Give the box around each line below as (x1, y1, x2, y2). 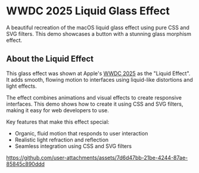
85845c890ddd (6, 160, 45, 168)
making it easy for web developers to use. (6, 106, 109, 114)
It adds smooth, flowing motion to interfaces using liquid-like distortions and (6, 76, 194, 83)
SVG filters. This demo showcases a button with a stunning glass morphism (6, 30, 192, 37)
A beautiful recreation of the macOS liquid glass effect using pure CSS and (6, 24, 189, 31)
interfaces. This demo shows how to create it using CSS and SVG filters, (6, 100, 184, 107)
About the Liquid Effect (6, 54, 94, 64)
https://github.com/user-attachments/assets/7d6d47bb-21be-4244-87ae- (6, 154, 188, 161)
